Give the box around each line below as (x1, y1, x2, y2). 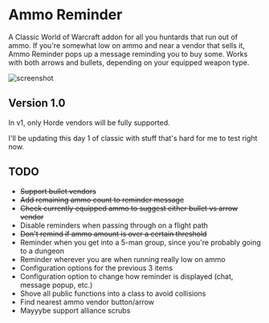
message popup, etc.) (19, 280, 93, 289)
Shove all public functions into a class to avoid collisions (19, 289, 206, 298)
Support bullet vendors (19, 186, 96, 196)
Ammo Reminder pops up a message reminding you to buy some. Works (8, 49, 248, 59)
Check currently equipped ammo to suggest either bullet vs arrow (19, 203, 238, 213)
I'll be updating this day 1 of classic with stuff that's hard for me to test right (8, 133, 258, 143)
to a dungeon (19, 246, 64, 256)
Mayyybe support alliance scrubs (19, 305, 131, 315)
